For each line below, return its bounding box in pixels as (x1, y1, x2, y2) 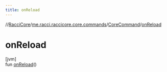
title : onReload (5, 7, 40, 13)
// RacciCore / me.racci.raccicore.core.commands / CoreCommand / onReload (5, 21, 162, 27)
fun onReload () (5, 61, 37, 67)
